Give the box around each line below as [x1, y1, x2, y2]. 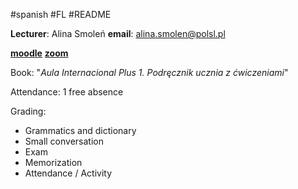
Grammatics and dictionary [24, 125, 137, 136]
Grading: [10, 105, 47, 117]
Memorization [24, 157, 83, 168]
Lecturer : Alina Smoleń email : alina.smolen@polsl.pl [10, 28, 226, 39]
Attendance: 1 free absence [10, 86, 124, 98]
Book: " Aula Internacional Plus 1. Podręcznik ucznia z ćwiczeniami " [10, 67, 289, 78]
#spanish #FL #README [10, 9, 112, 20]
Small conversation [24, 135, 104, 147]
